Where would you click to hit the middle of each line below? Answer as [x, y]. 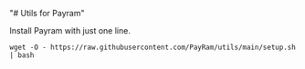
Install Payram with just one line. [70, 30]
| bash [22, 55]
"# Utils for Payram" [47, 13]
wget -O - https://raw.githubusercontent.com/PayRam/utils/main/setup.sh [153, 47]
